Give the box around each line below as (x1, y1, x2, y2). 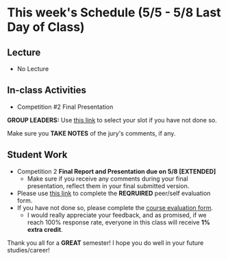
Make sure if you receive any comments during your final (27, 174, 188, 183)
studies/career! (7, 246, 50, 254)
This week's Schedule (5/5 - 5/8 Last (7, 5, 221, 21)
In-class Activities (7, 84, 87, 96)
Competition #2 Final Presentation (16, 103, 114, 111)
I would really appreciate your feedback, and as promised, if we (27, 211, 207, 219)
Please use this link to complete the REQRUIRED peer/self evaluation (16, 189, 211, 197)
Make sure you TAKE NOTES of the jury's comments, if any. (7, 129, 176, 138)
